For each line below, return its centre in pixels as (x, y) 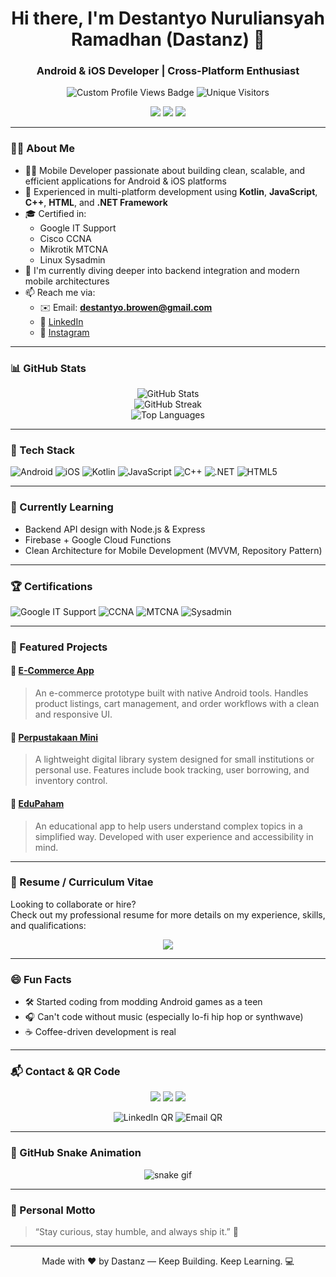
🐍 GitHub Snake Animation (76, 1153)
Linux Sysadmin (72, 259)
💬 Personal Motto (53, 1210)
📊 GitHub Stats (48, 368)
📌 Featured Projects (59, 647)
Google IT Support (78, 228)
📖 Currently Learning (62, 507)
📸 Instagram (64, 332)
